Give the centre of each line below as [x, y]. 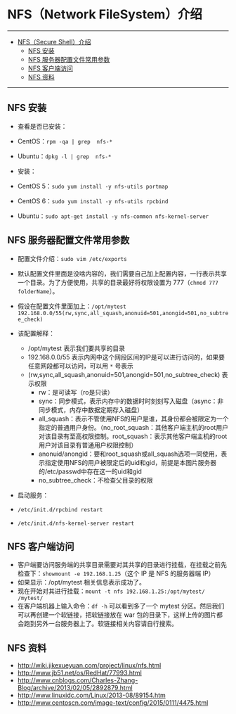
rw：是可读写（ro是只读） [76, 392]
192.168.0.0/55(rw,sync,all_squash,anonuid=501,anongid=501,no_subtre [123, 313]
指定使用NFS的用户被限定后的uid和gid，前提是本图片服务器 [130, 462]
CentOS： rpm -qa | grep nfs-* [65, 141]
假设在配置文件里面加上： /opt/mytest [72, 306]
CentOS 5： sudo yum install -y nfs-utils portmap [93, 186]
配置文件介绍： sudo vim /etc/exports [72, 258]
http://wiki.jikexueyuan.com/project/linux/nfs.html [89, 665]
